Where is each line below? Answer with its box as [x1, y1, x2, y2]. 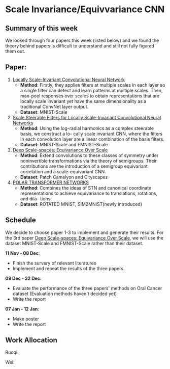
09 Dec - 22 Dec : [5, 275, 42, 281]
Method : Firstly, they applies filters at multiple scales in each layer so [20, 82, 165, 88]
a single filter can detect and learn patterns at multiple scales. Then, [20, 87, 163, 93]
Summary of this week [5, 24, 78, 33]
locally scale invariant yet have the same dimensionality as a [20, 98, 147, 104]
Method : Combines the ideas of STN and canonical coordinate [20, 184, 152, 191]
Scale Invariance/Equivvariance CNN [5, 4, 165, 15]
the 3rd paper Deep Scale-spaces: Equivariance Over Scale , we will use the [5, 234, 164, 241]
